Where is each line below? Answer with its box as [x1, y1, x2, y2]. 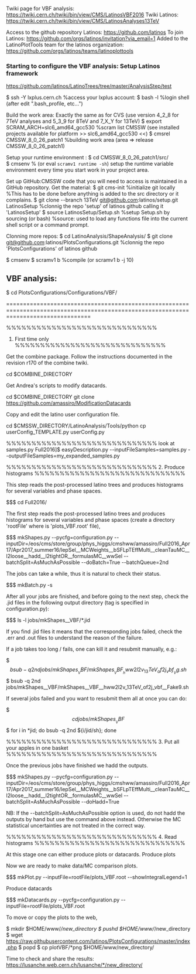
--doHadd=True [81, 798, 120, 805]
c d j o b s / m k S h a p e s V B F [72, 716, 125, 725]
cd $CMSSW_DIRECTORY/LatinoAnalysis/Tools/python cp [6, 422, 146, 429]
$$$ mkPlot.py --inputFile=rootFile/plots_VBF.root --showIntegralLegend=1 [6, 874, 187, 881]
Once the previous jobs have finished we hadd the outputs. [6, 762, 149, 769]
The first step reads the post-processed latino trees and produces [6, 510, 166, 517]
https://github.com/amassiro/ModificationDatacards [6, 399, 132, 406]
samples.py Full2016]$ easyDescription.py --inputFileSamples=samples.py [6, 446, 187, 453]
